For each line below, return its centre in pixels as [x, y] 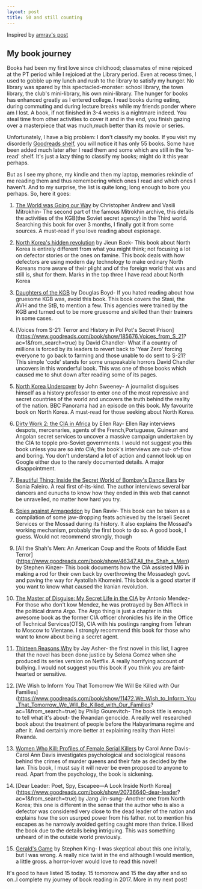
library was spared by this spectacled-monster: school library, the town [95, 87]
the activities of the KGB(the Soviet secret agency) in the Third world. [102, 218]
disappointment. [36, 469]
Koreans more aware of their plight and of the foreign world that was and [106, 268]
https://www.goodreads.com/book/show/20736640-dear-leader [98, 792]
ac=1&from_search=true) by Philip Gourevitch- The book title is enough [103, 711]
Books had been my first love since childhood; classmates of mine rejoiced [99, 68]
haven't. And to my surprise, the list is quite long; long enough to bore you [99, 187]
